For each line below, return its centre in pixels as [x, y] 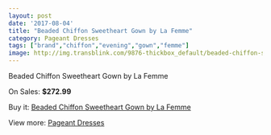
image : [19, 53]
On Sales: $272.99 [40, 92]
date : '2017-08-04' [41, 23]
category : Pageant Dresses [54, 38]
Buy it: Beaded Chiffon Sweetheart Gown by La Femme [100, 107]
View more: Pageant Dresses [56, 123]
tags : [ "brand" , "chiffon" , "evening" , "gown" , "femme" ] [99, 46]
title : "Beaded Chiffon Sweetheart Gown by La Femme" [101, 31]
